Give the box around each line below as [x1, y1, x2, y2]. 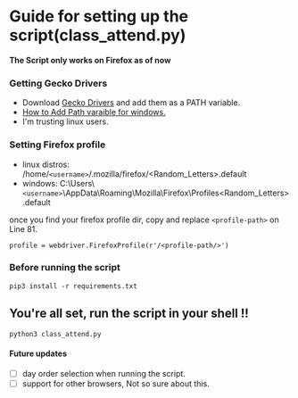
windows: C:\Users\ [21, 178, 95, 188]
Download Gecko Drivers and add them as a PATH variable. [21, 97, 241, 108]
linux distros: [21, 159, 70, 170]
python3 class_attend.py [9, 329, 102, 338]
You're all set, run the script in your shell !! [9, 306, 250, 321]
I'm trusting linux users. [21, 116, 109, 127]
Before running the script [9, 261, 120, 274]
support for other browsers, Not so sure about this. [21, 377, 210, 389]
